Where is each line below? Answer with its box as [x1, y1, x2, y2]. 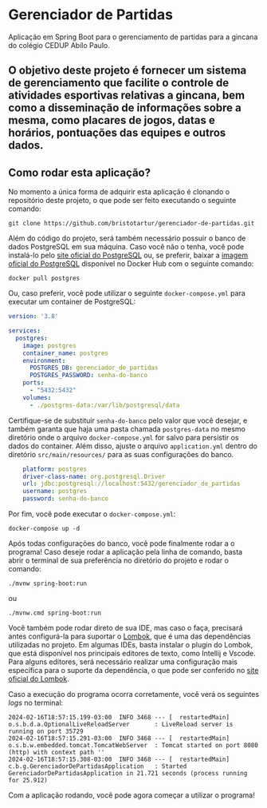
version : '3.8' [8, 312, 59, 320]
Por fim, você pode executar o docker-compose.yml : [8, 509, 176, 519]
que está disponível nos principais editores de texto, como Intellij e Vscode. [8, 649, 257, 659]
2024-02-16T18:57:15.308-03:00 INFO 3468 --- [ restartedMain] [8, 755, 230, 764]
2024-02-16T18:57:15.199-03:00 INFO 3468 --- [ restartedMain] [8, 714, 230, 722]
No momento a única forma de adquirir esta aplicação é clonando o [8, 187, 230, 197]
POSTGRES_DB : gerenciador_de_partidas [29, 364, 159, 372]
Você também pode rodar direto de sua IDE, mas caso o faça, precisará [8, 623, 243, 633]
